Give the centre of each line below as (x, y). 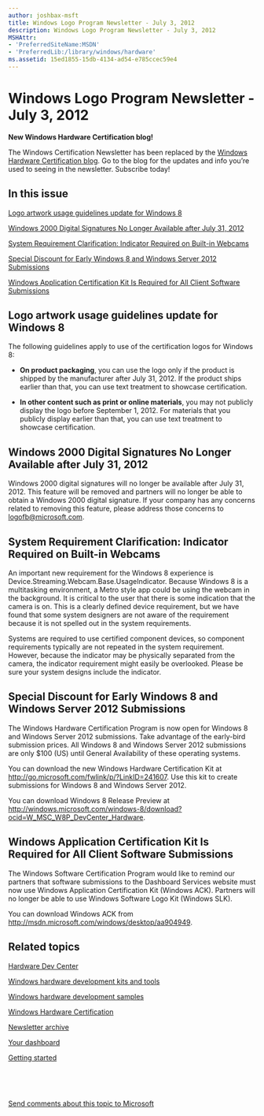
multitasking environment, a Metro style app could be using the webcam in (129, 590)
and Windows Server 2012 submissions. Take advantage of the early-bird (127, 736)
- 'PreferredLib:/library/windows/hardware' (82, 52)
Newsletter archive (38, 1027)
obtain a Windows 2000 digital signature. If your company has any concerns (132, 500)
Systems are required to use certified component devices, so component (126, 638)
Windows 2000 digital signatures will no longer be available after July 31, (126, 484)
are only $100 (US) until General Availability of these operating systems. (125, 753)
